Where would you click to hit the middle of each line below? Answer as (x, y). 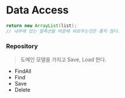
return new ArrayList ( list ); (41, 26)
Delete (22, 90)
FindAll (23, 71)
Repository (22, 46)
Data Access (37, 10)
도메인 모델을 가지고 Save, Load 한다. (63, 60)
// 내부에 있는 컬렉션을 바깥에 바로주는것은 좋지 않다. (63, 31)
